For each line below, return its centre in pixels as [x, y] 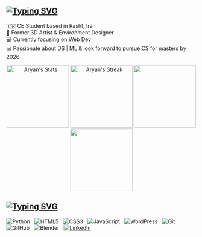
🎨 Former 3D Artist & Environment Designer [60, 32]
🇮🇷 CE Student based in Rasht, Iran [51, 25]
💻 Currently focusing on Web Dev [49, 39]
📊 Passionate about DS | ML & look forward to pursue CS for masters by [96, 48]
